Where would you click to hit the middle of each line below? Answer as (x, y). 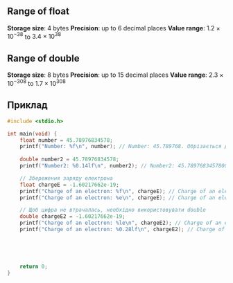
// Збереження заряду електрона (66, 178)
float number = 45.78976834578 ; (66, 140)
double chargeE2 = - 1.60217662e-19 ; (73, 217)
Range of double (43, 58)
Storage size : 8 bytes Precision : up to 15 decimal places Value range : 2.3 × (115, 75)
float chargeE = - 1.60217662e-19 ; (69, 185)
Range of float (38, 11)
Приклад (27, 106)
